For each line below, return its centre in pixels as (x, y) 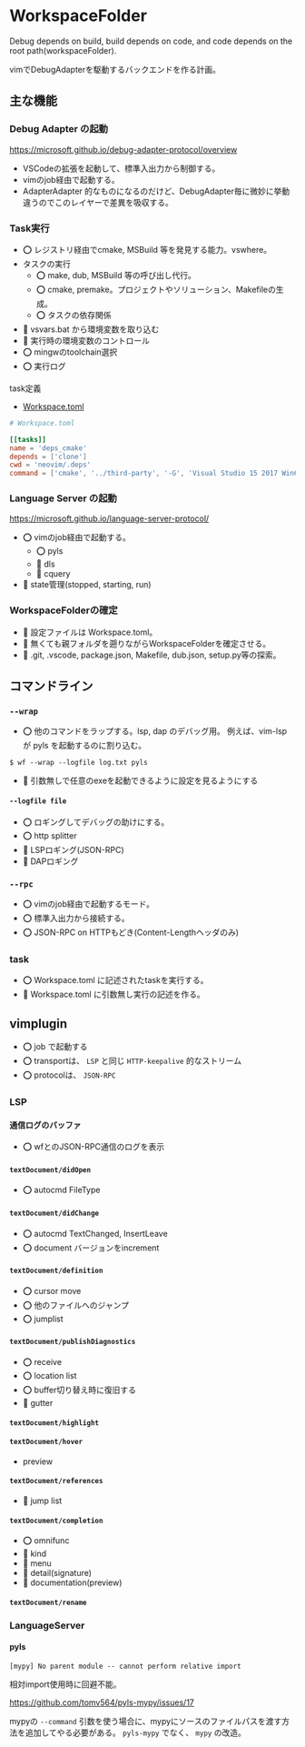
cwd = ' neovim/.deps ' (50, 465)
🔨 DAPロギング (50, 861)
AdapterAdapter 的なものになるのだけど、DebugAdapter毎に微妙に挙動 (156, 191)
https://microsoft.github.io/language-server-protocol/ (109, 518)
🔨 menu (37, 1563)
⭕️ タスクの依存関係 (74, 315)
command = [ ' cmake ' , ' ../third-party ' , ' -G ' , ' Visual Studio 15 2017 (144, 474)
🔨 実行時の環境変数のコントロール (86, 340)
